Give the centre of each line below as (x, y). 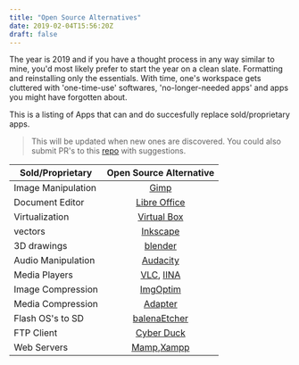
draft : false (33, 34)
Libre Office (161, 203)
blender (160, 246)
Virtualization (42, 217)
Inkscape (161, 231)
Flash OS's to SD (49, 319)
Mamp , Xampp (160, 347)
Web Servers (41, 347)
